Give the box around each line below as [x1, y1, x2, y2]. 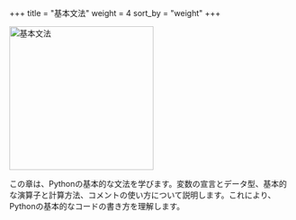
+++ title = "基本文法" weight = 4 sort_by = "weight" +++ [9, 8, 221, 18]
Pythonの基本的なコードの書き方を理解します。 [9, 201, 185, 211]
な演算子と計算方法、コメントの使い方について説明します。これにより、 [9, 189, 276, 200]
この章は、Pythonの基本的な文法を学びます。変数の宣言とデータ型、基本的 [9, 179, 288, 189]
